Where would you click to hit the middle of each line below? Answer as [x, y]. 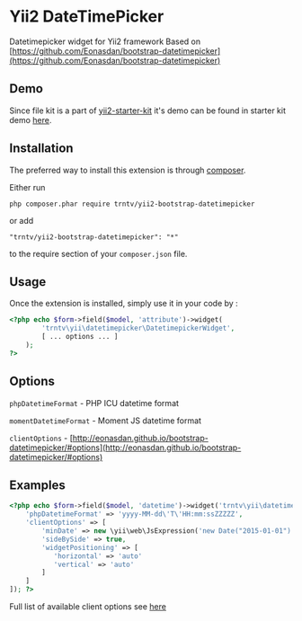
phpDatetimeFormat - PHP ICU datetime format [94, 403]
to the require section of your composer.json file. [98, 253]
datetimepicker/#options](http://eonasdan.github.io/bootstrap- [125, 448]
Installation [41, 149]
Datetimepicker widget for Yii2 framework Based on [105, 41]
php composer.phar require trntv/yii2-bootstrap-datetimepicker [132, 204]
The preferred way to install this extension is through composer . [128, 170]
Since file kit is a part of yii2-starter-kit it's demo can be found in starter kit [147, 111]
